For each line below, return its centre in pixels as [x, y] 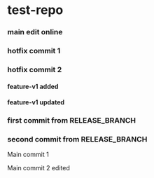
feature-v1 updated [36, 102]
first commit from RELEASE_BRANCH [72, 121]
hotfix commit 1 [34, 51]
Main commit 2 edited [38, 168]
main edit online [35, 32]
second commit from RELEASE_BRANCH [77, 139]
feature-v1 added [33, 86]
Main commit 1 [28, 155]
